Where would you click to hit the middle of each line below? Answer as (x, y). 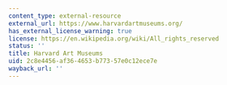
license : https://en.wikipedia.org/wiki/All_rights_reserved (114, 38)
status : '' (27, 46)
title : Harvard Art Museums (56, 53)
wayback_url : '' (36, 69)
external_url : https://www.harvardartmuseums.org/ (96, 23)
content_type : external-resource (65, 16)
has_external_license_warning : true (70, 31)
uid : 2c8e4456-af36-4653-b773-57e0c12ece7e (83, 62)
